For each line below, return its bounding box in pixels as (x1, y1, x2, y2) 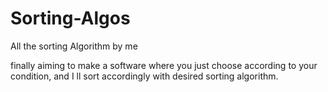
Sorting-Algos (10, 7, 131, 30)
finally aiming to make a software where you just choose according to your (10, 59, 318, 71)
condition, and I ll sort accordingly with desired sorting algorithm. (10, 70, 279, 82)
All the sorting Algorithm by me (10, 40, 138, 52)
